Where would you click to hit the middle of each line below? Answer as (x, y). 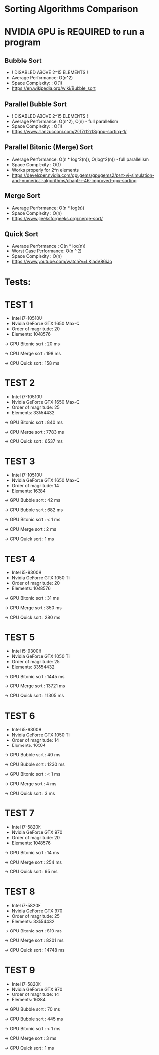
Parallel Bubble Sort (36, 104)
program (23, 42)
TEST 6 (20, 716)
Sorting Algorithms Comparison (72, 9)
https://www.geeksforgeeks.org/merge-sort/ (57, 218)
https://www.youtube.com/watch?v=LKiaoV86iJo (62, 262)
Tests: (18, 282)
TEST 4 (20, 559)
